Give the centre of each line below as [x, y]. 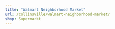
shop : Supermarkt [23, 19]
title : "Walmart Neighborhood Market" [45, 10]
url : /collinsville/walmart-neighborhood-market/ [58, 14]
